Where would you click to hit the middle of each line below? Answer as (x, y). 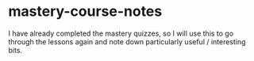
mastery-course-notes (85, 11)
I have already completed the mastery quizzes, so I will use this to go (121, 33)
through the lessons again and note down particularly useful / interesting (127, 41)
